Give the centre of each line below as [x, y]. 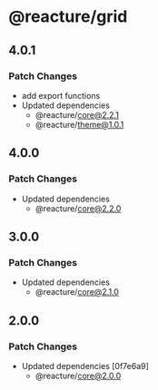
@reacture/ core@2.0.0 [78, 375]
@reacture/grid [68, 17]
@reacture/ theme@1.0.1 [79, 124]
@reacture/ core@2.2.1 [77, 114]
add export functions [61, 95]
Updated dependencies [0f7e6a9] [85, 366]
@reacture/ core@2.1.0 [77, 292]
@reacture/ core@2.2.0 [78, 208]
